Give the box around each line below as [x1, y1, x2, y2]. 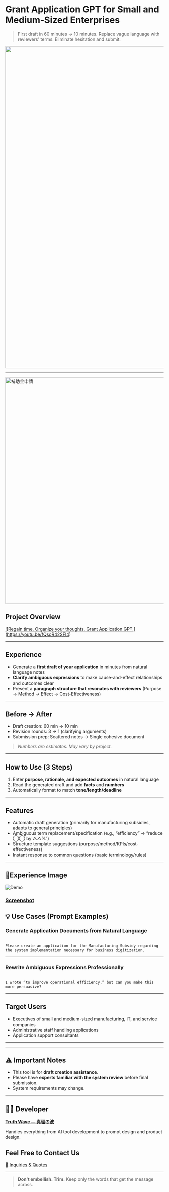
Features [5, 806, 34, 815]
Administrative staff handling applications [12, 1027, 99, 1033]
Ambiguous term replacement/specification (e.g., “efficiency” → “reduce [12, 830, 163, 836]
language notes [12, 669, 45, 675]
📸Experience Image [5, 871, 68, 880]
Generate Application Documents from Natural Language [5, 927, 147, 934]
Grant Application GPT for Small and [5, 4, 159, 15]
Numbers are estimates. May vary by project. [17, 743, 112, 750]
